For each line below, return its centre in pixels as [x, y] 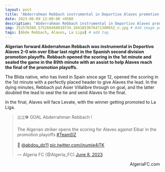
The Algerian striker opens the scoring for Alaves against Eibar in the [87, 129]
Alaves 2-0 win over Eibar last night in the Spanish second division [75, 52]
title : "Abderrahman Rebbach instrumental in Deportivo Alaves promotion [82, 14]
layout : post [18, 10]
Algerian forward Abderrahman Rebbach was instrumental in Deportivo [80, 46]
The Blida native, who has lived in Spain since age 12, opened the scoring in [82, 77]
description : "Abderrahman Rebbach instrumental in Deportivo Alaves [78, 23]
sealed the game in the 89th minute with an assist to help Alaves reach [79, 62]
